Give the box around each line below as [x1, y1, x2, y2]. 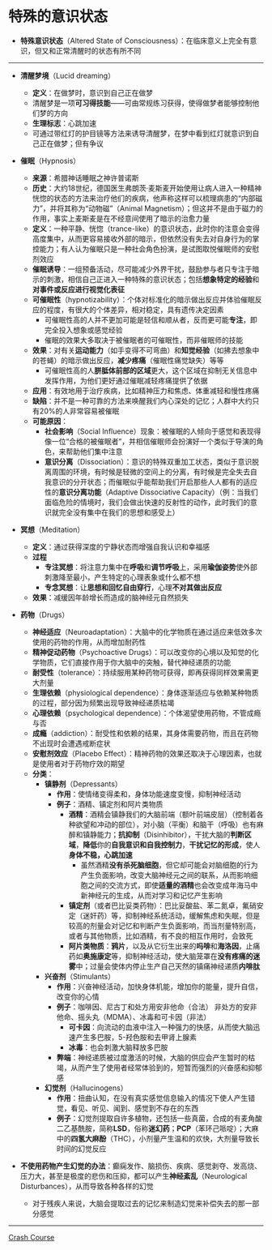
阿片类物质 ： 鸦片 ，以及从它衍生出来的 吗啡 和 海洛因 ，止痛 [68, 941, 261, 951]
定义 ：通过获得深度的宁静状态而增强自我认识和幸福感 [32, 542, 210, 551]
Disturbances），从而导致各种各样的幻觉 [19, 1181, 154, 1191]
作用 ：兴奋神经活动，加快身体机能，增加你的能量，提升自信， [56, 982, 263, 991]
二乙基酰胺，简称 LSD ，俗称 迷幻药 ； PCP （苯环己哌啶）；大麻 [56, 1124, 259, 1133]
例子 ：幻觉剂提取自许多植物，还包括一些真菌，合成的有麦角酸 [56, 1113, 263, 1123]
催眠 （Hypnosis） [19, 156, 81, 165]
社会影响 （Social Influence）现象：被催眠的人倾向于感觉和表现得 [44, 426, 261, 436]
